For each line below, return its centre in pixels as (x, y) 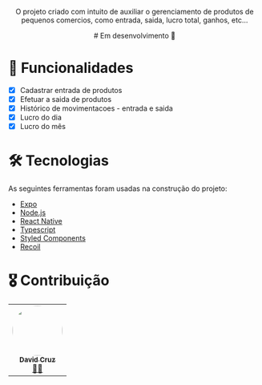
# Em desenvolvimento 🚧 (135, 36)
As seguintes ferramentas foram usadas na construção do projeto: (118, 188)
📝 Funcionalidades (71, 68)
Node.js (33, 213)
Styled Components (53, 238)
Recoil (30, 247)
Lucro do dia (41, 118)
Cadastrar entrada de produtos (71, 90)
